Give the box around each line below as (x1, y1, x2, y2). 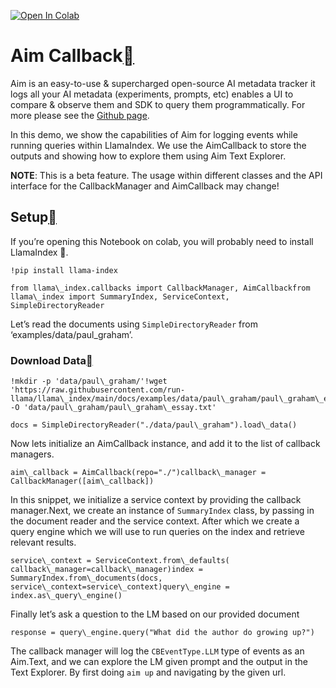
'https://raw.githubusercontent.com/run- (10, 385, 186, 395)
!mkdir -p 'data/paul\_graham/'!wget (10, 376, 168, 387)
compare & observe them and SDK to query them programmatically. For (10, 98, 306, 110)
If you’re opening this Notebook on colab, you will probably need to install (10, 235, 314, 247)
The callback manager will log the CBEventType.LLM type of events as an (10, 645, 305, 657)
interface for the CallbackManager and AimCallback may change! (10, 180, 280, 192)
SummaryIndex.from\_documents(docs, (10, 573, 163, 584)
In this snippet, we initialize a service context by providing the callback (10, 494, 302, 506)
